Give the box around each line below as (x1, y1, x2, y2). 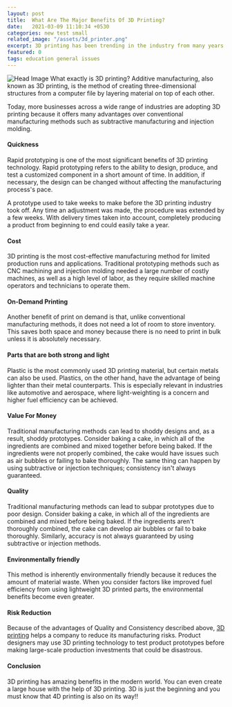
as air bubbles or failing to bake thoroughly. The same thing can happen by (7, 456, 221, 464)
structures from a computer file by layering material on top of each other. (7, 89, 215, 97)
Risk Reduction (7, 608, 52, 617)
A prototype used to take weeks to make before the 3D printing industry (7, 198, 212, 207)
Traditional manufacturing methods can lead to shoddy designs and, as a (7, 427, 215, 435)
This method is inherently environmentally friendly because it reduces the (7, 570, 217, 579)
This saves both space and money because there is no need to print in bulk (7, 327, 221, 336)
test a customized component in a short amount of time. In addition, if (7, 171, 205, 179)
